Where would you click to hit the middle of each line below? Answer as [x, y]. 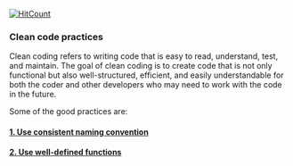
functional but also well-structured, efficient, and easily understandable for [146, 75]
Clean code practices [57, 37]
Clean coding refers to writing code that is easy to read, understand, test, [144, 56]
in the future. [33, 95]
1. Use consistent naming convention [79, 132]
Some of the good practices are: [69, 112]
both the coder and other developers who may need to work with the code [146, 85]
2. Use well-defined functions [65, 153]
